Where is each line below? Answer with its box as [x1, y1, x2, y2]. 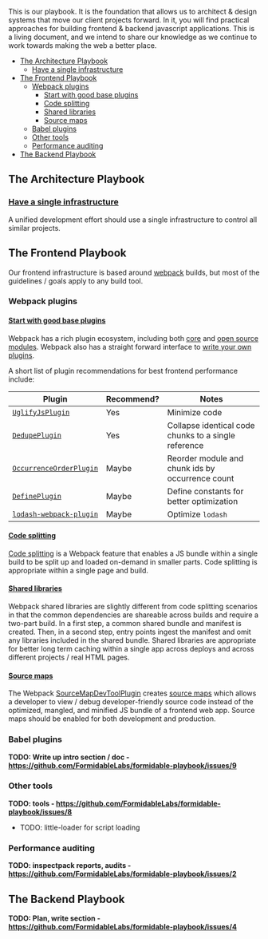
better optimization [167, 495, 238, 506]
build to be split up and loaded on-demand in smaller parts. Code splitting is [8, 557, 258, 566]
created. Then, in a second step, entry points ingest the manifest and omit [8, 627, 251, 637]
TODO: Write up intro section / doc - [8, 752, 130, 762]
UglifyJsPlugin [12, 407, 70, 417]
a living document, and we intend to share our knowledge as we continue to [8, 32, 258, 42]
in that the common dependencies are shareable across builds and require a [8, 610, 259, 620]
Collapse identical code [167, 419, 255, 430]
